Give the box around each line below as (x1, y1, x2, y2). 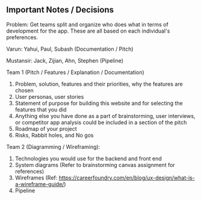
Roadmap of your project (14, 125, 77, 132)
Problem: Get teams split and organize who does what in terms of (6, 20, 169, 28)
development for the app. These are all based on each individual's (6, 27, 170, 34)
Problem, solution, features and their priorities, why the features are (14, 80, 183, 87)
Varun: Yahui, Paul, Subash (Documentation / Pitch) (6, 45, 134, 52)
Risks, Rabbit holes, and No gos (14, 131, 94, 139)
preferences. (6, 33, 38, 41)
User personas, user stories (14, 93, 84, 100)
